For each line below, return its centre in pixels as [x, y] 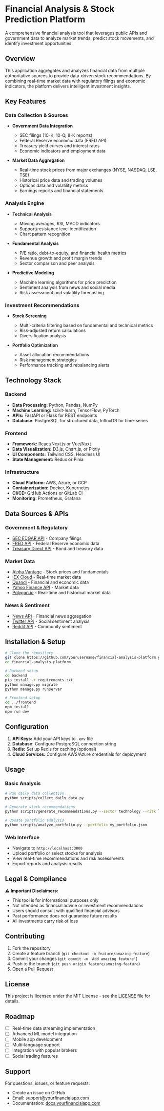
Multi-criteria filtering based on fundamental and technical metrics [86, 326]
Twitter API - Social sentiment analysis [51, 621]
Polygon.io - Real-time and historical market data [61, 593]
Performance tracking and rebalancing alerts [64, 365]
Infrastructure [22, 472]
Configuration [27, 727]
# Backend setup [21, 671]
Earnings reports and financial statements [61, 191]
